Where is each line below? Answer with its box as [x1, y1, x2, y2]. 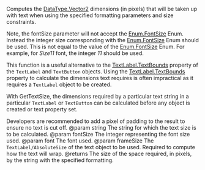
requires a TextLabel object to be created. [6, 81, 112, 88]
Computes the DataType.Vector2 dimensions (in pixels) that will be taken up [6, 6, 198, 12]
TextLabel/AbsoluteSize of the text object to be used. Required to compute [6, 144, 196, 150]
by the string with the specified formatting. [6, 157, 114, 164]
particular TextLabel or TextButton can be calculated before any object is [6, 99, 190, 106]
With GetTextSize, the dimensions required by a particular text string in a [6, 93, 189, 100]
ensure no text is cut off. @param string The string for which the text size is [6, 124, 197, 131]
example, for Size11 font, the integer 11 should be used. [6, 50, 144, 57]
